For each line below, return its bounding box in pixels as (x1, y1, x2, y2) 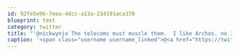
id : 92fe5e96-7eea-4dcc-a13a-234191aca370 (7, 10, 135, 18)
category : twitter (7, 23, 62, 30)
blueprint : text (7, 17, 55, 24)
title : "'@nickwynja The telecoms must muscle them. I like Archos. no (7, 29, 228, 37)
